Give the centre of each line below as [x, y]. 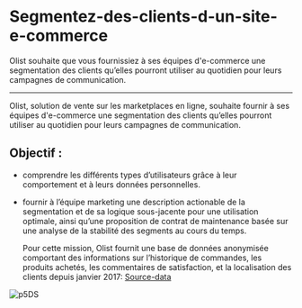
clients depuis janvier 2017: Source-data [97, 276]
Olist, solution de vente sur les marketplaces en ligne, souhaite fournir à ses [150, 105]
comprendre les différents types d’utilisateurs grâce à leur [129, 175]
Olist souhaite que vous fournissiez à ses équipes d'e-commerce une [138, 60]
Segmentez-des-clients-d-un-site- [144, 17]
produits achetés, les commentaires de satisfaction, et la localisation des [157, 267]
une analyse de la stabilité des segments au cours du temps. [134, 231]
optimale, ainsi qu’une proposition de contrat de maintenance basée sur [155, 221]
